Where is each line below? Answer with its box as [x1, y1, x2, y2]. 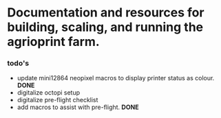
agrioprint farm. [7, 34, 100, 49]
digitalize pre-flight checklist [17, 96, 98, 104]
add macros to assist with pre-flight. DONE [17, 103, 139, 111]
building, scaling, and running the [7, 19, 204, 35]
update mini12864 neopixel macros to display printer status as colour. [17, 74, 215, 82]
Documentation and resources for [7, 5, 204, 21]
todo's [7, 58, 30, 68]
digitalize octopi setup [17, 88, 81, 97]
